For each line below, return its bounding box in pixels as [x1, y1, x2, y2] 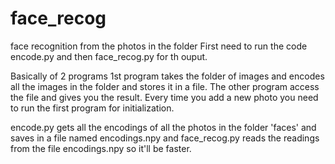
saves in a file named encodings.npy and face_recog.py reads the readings [10, 132, 320, 144]
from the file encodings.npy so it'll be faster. [10, 142, 192, 154]
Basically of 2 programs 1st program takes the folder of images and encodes [10, 70, 325, 82]
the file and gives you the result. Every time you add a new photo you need [10, 91, 319, 103]
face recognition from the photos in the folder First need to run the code [10, 40, 308, 52]
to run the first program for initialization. [10, 102, 175, 114]
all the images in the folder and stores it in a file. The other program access [10, 80, 320, 92]
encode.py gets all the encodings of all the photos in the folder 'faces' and [10, 121, 317, 133]
